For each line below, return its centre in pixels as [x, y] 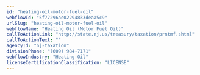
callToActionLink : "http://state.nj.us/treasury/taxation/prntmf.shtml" [101, 34]
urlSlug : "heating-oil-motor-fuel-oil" [57, 23]
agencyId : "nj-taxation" [38, 46]
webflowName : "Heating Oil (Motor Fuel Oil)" [65, 29]
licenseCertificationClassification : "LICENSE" [68, 62]
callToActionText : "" [34, 40]
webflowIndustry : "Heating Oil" [47, 57]
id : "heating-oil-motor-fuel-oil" [50, 12]
